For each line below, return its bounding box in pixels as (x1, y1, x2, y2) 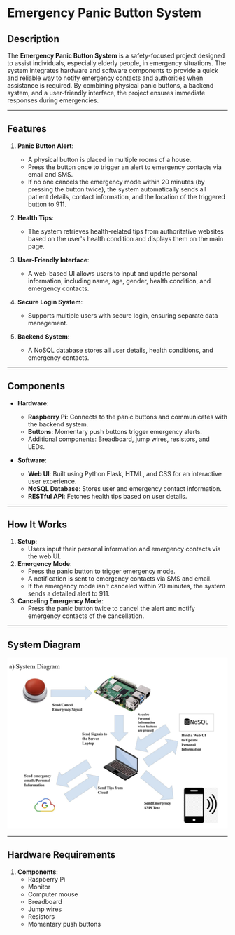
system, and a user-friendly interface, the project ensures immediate (7, 89, 206, 97)
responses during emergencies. (7, 96, 99, 105)
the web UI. (27, 552, 62, 560)
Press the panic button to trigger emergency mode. (27, 567, 176, 576)
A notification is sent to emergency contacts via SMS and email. (27, 574, 212, 583)
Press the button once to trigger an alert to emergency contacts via (27, 163, 222, 171)
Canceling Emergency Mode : (17, 597, 104, 605)
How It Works (7, 519, 68, 531)
